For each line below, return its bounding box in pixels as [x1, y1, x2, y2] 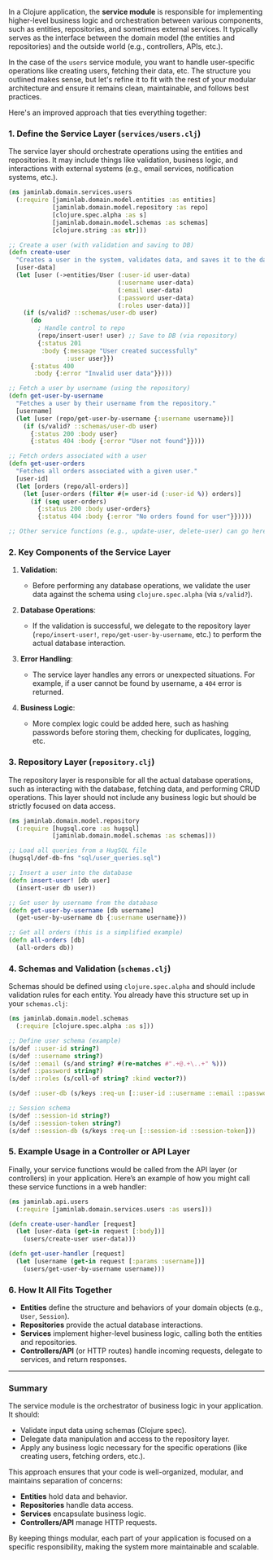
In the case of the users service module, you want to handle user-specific [8, 57, 255, 67]
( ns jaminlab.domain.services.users [8, 188, 132, 196]
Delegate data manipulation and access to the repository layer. [19, 1434, 230, 1444]
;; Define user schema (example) [8, 1036, 122, 1045]
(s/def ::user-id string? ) [8, 1044, 100, 1052]
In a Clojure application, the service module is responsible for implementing [8, 7, 263, 16]
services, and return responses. [19, 1355, 128, 1364]
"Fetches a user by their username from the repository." [15, 399, 217, 408]
